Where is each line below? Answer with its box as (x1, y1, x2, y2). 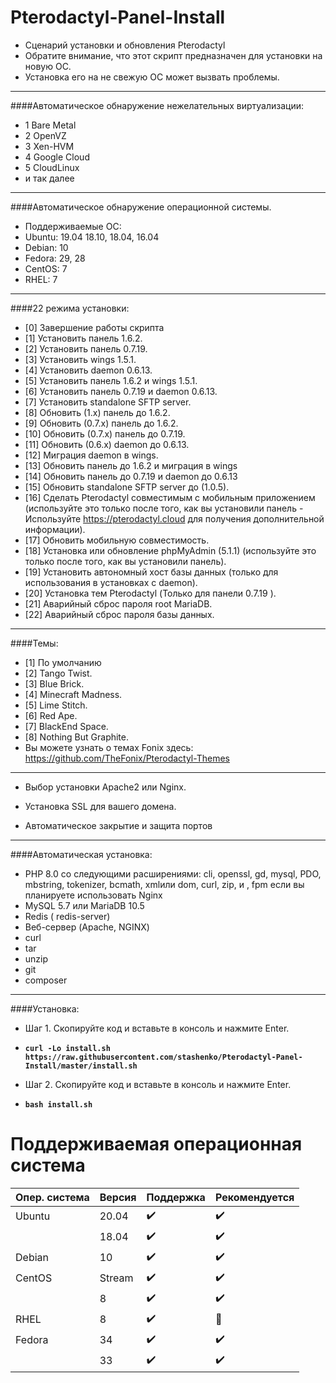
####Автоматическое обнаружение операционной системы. (10, 201, 272, 213)
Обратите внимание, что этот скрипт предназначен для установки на (24, 49, 323, 61)
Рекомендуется (214, 1190, 295, 1204)
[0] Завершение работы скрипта (24, 321, 165, 333)
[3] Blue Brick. (24, 677, 85, 690)
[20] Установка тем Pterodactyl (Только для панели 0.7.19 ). (24, 587, 277, 599)
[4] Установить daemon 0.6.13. (24, 364, 153, 376)
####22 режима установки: (10, 302, 130, 314)
